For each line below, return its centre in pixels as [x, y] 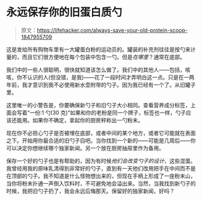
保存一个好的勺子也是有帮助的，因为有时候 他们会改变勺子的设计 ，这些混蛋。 [101, 161]
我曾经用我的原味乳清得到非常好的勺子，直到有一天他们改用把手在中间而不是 [101, 168]
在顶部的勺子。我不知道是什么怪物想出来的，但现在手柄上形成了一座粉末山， [101, 176]
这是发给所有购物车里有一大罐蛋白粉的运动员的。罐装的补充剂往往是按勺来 [98, 49]
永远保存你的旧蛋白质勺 [64, 12]
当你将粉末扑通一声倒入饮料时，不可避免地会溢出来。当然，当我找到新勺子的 [101, 183]
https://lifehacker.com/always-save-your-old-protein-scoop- [112, 30]
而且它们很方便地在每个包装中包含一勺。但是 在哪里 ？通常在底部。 [103, 57]
